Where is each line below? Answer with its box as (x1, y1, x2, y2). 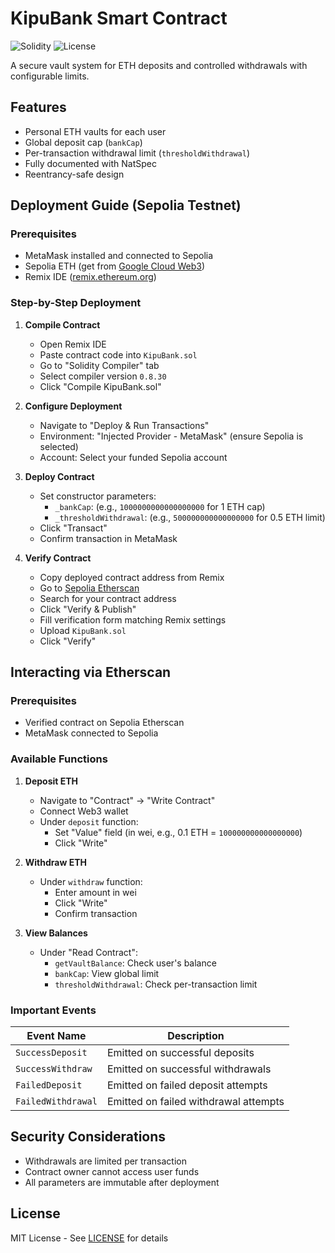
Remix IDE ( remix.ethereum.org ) (24, 271, 157, 283)
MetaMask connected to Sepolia (24, 727, 159, 739)
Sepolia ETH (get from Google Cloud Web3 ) (24, 260, 205, 272)
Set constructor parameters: (39, 490, 157, 502)
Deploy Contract (24, 470, 95, 482)
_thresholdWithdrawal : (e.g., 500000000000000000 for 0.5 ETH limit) (54, 511, 326, 523)
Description (167, 1029, 225, 1043)
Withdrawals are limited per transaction (24, 1155, 187, 1167)
